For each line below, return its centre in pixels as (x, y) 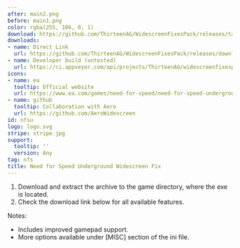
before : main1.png (35, 21)
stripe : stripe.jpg (36, 133)
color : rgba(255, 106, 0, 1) (51, 27)
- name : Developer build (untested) (62, 61)
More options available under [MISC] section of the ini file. (103, 237)
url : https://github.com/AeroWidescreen (75, 113)
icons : (17, 73)
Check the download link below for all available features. (101, 202)
